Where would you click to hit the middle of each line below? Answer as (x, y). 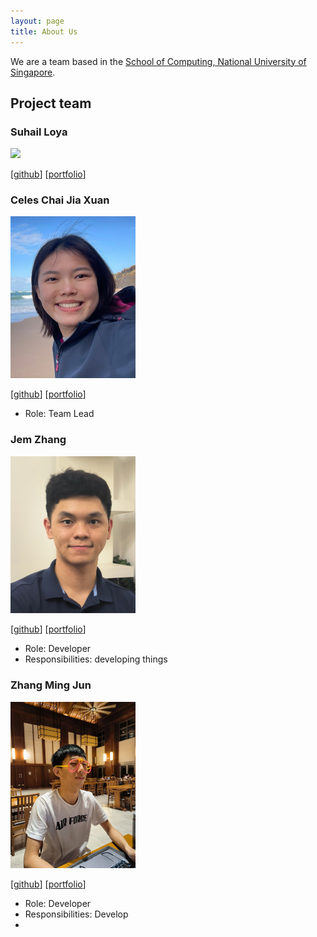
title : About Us (44, 31)
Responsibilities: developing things (96, 659)
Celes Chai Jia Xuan (60, 200)
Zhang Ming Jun (51, 685)
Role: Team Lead (59, 414)
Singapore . (33, 72)
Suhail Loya (39, 132)
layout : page (37, 21)
